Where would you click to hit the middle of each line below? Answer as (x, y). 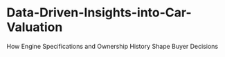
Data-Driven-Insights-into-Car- (99, 13)
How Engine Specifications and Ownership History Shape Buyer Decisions (112, 46)
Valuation (35, 27)
